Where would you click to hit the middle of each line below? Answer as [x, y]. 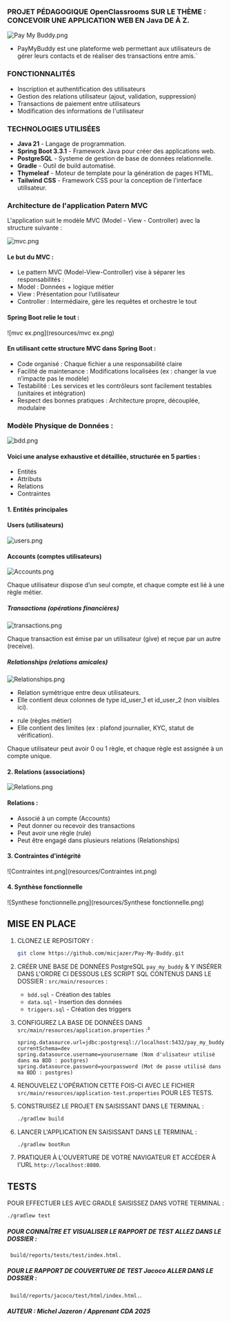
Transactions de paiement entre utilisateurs [79, 103]
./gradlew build [40, 1119]
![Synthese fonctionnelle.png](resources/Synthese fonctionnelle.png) [106, 902]
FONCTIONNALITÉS [41, 74]
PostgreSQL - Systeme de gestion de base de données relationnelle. [115, 158]
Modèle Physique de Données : [60, 425]
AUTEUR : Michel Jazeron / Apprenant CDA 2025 [79, 1311]
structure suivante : [35, 228]
